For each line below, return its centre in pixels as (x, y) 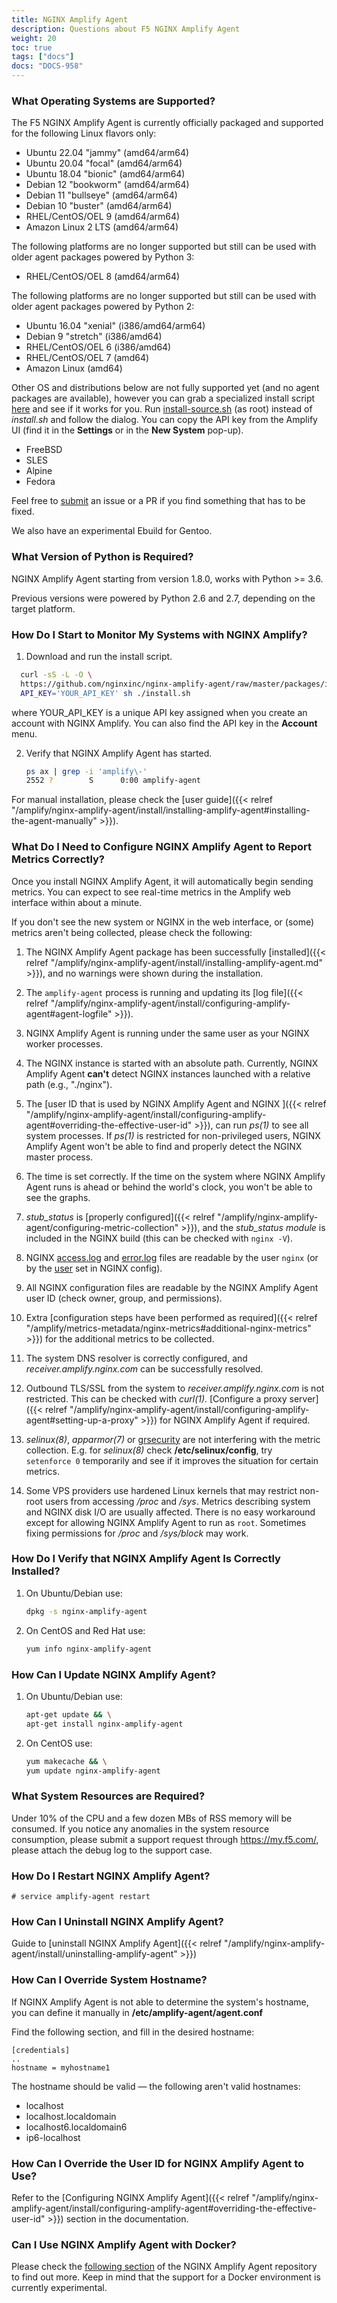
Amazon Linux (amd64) (74, 368)
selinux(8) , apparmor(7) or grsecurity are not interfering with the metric (173, 1439)
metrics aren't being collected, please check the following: (132, 932)
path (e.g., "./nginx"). (69, 1084)
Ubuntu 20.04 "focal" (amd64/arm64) (104, 163)
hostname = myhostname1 (61, 2067)
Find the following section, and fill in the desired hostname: (133, 2032)
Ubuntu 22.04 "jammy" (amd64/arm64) (107, 153)
